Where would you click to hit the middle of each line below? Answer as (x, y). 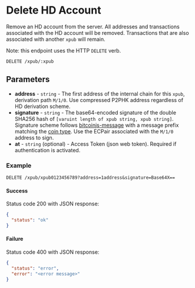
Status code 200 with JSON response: (53, 204)
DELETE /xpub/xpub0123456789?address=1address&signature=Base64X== (91, 178)
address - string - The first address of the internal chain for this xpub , (100, 94)
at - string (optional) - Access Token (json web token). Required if (95, 144)
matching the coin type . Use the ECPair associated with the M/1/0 (94, 131)
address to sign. (34, 138)
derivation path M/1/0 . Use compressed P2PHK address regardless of (99, 100)
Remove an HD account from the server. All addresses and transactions (93, 27)
